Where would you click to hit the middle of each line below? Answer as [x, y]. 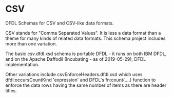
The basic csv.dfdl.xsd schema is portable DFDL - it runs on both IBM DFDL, [86, 54]
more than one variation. [31, 43]
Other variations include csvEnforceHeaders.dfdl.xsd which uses [74, 74]
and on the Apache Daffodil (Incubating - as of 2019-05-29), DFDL [76, 59]
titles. [11, 90]
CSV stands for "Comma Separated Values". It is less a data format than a [83, 33]
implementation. [22, 64]
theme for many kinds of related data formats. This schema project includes [85, 38]
